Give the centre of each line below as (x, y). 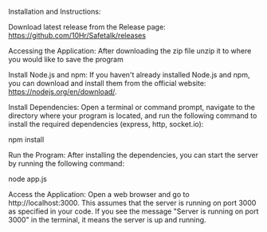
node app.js (28, 179)
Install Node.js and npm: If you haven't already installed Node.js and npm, (129, 75)
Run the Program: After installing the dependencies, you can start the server (133, 155)
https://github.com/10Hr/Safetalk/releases (77, 35)
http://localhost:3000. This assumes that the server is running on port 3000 (132, 203)
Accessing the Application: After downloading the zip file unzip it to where (130, 51)
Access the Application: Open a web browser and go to (99, 194)
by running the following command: (67, 163)
